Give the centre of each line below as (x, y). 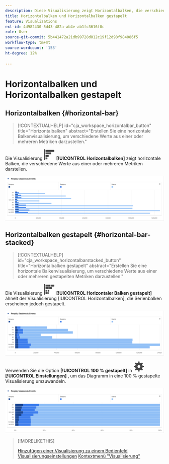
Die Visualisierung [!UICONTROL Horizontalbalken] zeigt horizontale (83, 158)
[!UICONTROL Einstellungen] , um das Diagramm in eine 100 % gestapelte (83, 376)
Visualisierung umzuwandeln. (36, 381)
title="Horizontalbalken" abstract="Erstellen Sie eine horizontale (84, 130)
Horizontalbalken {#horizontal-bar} (62, 113)
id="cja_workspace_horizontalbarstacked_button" (69, 260)
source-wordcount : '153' (31, 48)
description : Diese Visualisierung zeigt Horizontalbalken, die (74, 11)
